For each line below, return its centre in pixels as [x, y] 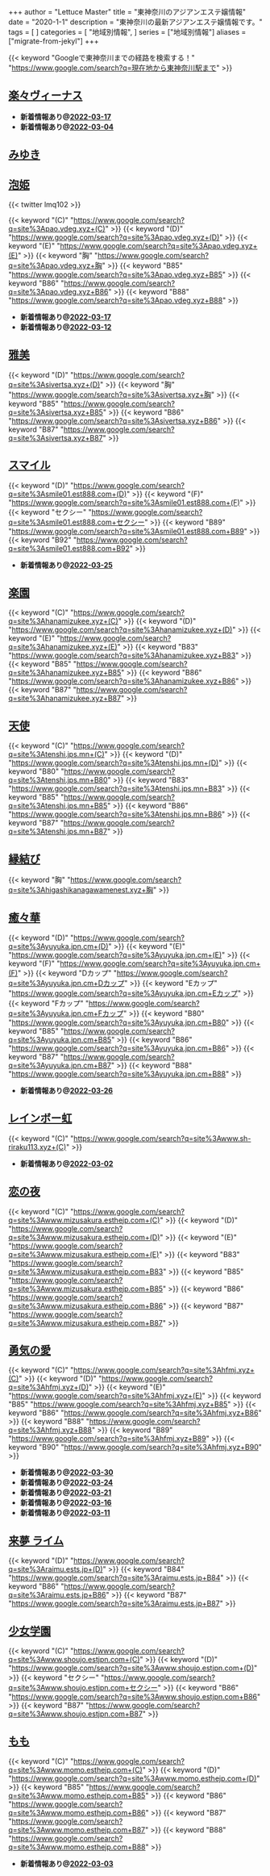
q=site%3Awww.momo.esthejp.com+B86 [77, 1812]
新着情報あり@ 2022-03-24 [66, 1482]
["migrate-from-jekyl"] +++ [54, 41]
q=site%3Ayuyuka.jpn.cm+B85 [60, 1039]
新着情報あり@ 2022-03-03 [66, 1863]
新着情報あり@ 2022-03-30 [66, 1473]
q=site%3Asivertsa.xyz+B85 [56, 412]
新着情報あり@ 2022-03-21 [66, 1493]
